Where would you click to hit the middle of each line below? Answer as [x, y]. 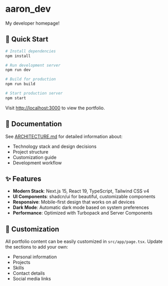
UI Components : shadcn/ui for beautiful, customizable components [84, 197]
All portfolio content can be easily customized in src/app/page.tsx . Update [84, 241]
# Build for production [31, 79]
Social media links [32, 279]
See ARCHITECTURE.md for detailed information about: [64, 136]
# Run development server [33, 65]
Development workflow [37, 163]
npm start [16, 98]
